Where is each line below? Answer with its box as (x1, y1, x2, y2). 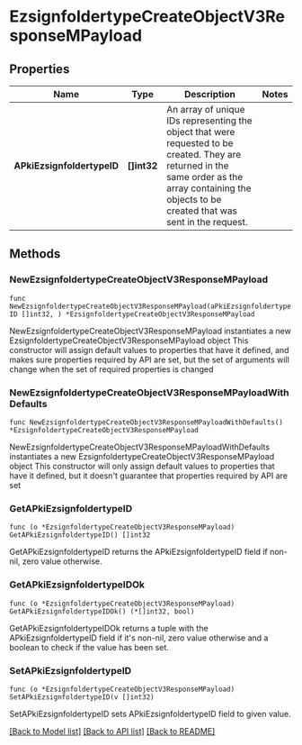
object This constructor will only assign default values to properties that (9, 460, 276, 471)
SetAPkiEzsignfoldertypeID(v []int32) (9, 692, 155, 702)
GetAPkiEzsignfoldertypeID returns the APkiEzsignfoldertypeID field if (9, 547, 268, 558)
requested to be (165, 137, 234, 150)
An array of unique (165, 104, 245, 115)
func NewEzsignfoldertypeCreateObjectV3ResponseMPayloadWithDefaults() (9, 417, 283, 427)
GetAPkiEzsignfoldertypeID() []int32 (9, 531, 151, 540)
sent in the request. (165, 216, 249, 228)
